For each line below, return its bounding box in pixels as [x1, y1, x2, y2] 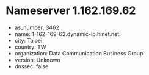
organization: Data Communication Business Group [14, 49, 144, 57]
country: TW [14, 43, 46, 51]
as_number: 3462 [14, 24, 59, 31]
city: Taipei [14, 37, 43, 44]
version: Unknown [14, 56, 60, 63]
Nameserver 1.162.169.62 [5, 4, 136, 18]
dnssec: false [14, 62, 49, 70]
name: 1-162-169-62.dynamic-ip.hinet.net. [14, 30, 122, 37]
